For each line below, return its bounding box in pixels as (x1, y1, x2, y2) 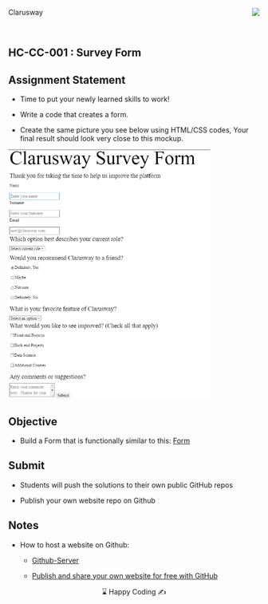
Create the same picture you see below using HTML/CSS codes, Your (19, 125, 249, 135)
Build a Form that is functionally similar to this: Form (19, 436, 191, 446)
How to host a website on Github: (19, 539, 130, 550)
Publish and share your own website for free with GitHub (31, 570, 218, 580)
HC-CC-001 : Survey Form (8, 46, 142, 60)
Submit (8, 459, 45, 472)
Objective (8, 415, 58, 428)
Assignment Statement (8, 73, 126, 87)
